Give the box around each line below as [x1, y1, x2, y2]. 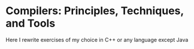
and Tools [5, 17, 56, 30]
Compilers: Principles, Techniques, [5, 4, 184, 18]
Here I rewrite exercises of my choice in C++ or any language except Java [5, 36, 189, 43]
